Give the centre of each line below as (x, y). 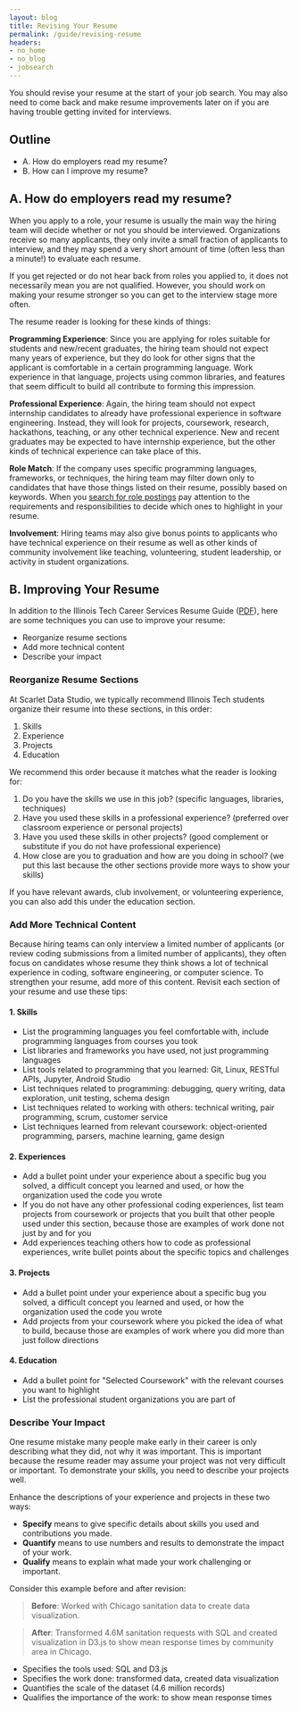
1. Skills (24, 1012)
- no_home (28, 51)
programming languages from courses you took (110, 1041)
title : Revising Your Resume (63, 26)
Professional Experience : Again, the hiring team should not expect (133, 404)
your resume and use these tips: (68, 991)
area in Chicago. (61, 1652)
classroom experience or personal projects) (102, 827)
